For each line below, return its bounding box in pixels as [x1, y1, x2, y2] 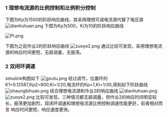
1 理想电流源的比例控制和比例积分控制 [5, 4, 96, 11]
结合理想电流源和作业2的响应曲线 [49, 88, 118, 94]
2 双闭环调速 [5, 63, 35, 70]
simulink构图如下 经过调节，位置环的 [5, 75, 108, 81]
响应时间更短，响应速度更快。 [10, 106, 72, 113]
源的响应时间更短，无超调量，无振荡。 [5, 49, 84, 55]
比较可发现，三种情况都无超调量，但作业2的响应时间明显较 [35, 94, 157, 100]
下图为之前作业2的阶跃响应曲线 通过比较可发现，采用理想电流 [5, 43, 162, 49]
